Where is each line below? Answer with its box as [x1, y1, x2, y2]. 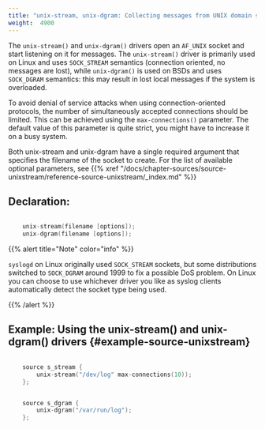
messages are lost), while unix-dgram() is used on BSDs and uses [8, 66, 222, 75]
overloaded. [8, 82, 47, 92]
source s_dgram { [22, 399, 80, 407]
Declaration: [8, 194, 70, 208]
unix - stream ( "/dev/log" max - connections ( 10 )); [36, 371, 192, 378]
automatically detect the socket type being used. [8, 285, 167, 295]
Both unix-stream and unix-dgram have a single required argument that [8, 147, 240, 156]
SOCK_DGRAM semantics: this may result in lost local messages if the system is [8, 74, 256, 84]
